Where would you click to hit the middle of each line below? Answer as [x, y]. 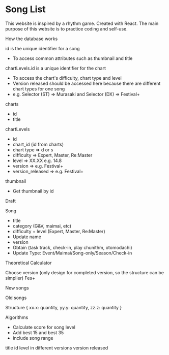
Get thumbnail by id [33, 191]
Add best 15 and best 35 [38, 332]
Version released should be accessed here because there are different [87, 83]
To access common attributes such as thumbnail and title [73, 58]
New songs [17, 287]
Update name [27, 237]
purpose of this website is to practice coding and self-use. [67, 28]
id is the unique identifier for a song [43, 48]
